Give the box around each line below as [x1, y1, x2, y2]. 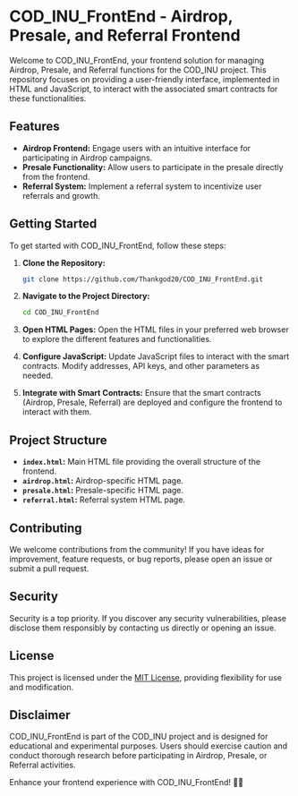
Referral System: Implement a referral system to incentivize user [21, 181, 262, 192]
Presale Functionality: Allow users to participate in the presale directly [21, 161, 284, 172]
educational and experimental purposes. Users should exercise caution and [9, 740, 288, 751]
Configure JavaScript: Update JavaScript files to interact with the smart [21, 351, 289, 362]
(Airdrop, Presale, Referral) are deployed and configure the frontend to [21, 397, 283, 408]
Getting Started [9, 217, 98, 232]
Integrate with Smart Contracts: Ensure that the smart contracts [21, 388, 261, 398]
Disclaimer [9, 707, 71, 723]
